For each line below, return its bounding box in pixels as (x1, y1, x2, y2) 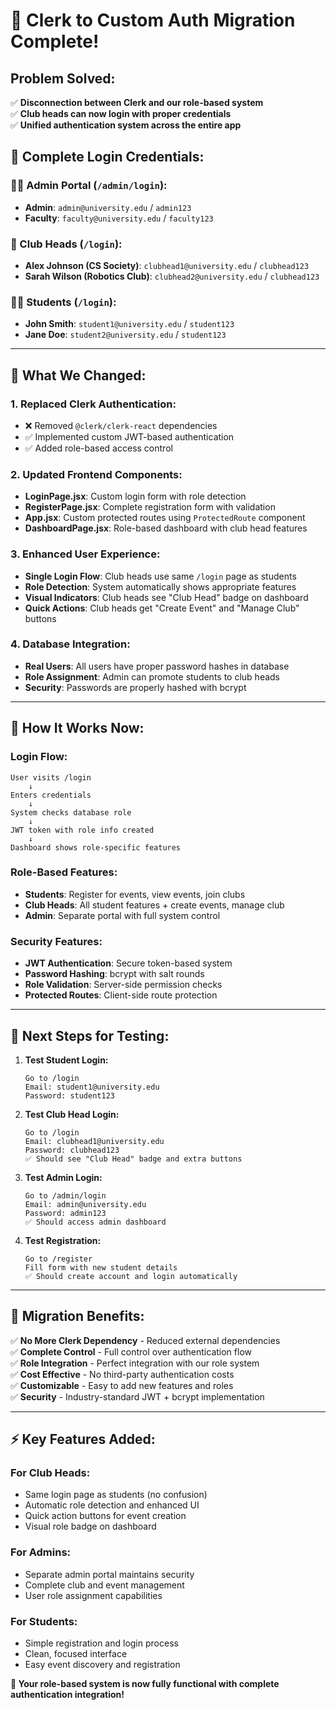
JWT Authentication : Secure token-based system (24, 957, 233, 969)
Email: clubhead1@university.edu (24, 1136, 165, 1146)
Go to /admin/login (24, 1190, 107, 1201)
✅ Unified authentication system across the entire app (10, 119, 242, 131)
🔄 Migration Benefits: (10, 1308, 145, 1325)
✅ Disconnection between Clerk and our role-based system (10, 97, 264, 108)
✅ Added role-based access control (24, 442, 173, 454)
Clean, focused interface (24, 1648, 128, 1660)
